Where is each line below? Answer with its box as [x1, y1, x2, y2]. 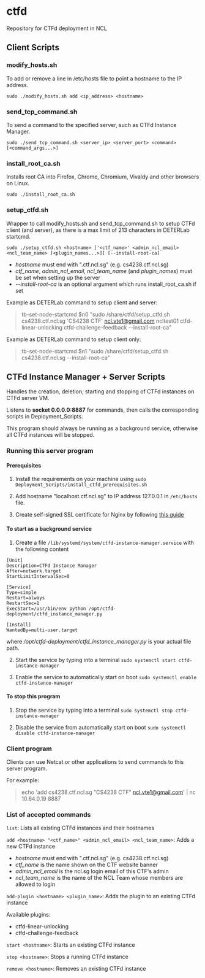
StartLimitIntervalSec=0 [6, 573, 70, 579]
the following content [15, 545, 69, 553]
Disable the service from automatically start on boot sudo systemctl [15, 723, 187, 731]
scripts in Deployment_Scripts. [6, 413, 84, 420]
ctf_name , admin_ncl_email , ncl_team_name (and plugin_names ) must [15, 267, 193, 274]
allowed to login [15, 880, 56, 888]
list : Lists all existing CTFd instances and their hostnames [6, 824, 155, 832]
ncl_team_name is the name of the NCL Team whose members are [15, 874, 184, 882]
